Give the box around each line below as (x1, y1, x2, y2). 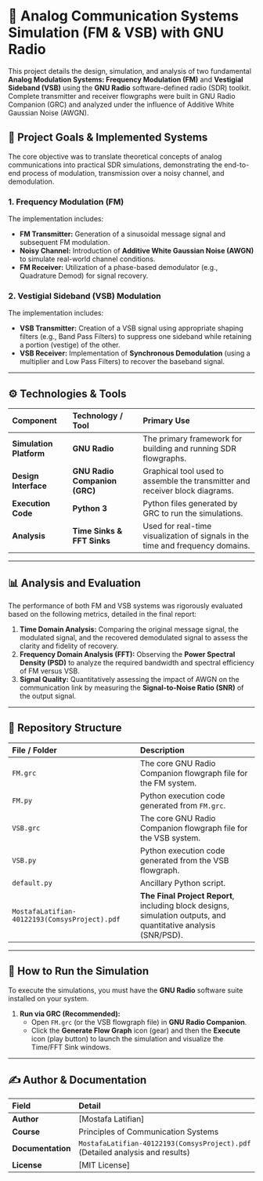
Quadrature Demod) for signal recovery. (19, 271, 149, 281)
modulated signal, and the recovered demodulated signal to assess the (19, 632, 248, 642)
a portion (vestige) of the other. (19, 341, 121, 350)
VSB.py (12, 855, 37, 865)
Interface (12, 480, 47, 491)
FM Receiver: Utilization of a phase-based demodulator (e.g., (19, 263, 218, 272)
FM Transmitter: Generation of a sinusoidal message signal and (19, 229, 225, 239)
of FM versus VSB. (19, 666, 81, 676)
